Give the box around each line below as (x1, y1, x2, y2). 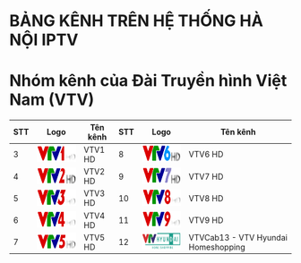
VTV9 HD (188, 215, 224, 225)
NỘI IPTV (9, 30, 79, 50)
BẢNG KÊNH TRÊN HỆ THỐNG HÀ (9, 11, 264, 31)
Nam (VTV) (9, 89, 95, 110)
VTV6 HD (188, 149, 224, 160)
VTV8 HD (188, 192, 224, 203)
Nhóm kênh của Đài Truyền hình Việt (9, 71, 288, 91)
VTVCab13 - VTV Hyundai (188, 232, 288, 242)
